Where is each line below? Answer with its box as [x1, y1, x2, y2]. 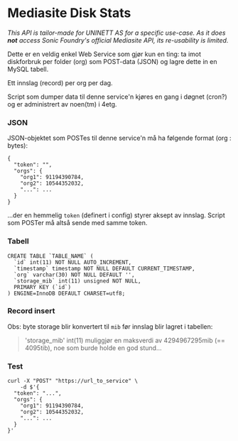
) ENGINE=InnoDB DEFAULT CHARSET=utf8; [7, 290, 126, 297]
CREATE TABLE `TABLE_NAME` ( [7, 252, 94, 260]
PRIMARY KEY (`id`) [13, 283, 72, 290]
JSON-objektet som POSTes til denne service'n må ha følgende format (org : [7, 134, 232, 143]
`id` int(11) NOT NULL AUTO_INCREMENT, [13, 258, 132, 266]
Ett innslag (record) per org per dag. [7, 78, 113, 87]
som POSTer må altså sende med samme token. [7, 219, 148, 227]
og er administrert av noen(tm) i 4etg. [7, 99, 117, 108]
